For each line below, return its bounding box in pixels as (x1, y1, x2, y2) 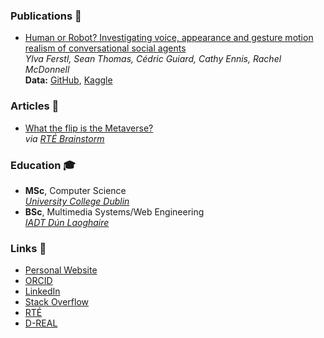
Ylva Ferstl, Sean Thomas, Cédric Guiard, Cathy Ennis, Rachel (24, 53, 282, 65)
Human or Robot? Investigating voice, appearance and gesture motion (24, 32, 314, 44)
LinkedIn (24, 285, 61, 298)
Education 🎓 (10, 158, 76, 172)
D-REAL (24, 317, 58, 329)
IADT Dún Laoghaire (24, 216, 110, 228)
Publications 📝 (10, 9, 82, 23)
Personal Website (24, 264, 98, 276)
